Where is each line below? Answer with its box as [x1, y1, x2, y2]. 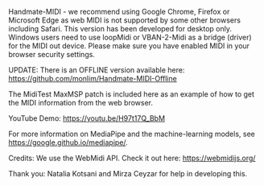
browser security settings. [8, 50, 95, 59]
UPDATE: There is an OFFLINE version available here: [8, 65, 185, 75]
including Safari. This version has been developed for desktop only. [8, 24, 232, 33]
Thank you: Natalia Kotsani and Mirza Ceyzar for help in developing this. [8, 169, 248, 178]
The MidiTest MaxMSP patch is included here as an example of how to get [8, 89, 255, 99]
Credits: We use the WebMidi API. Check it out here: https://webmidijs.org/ [8, 153, 256, 163]
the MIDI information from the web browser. [8, 98, 154, 107]
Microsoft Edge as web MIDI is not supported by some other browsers [8, 15, 241, 25]
